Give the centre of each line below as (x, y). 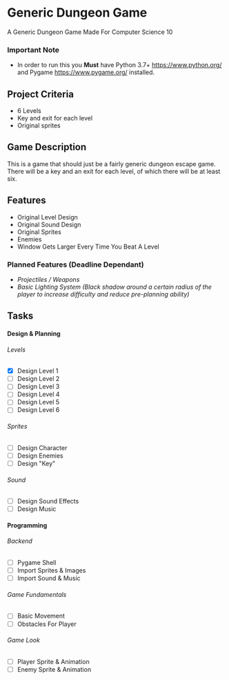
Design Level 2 (38, 379)
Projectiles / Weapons (48, 279)
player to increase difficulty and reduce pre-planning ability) (103, 294)
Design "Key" (36, 463)
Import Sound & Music (49, 578)
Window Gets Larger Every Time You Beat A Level (88, 247)
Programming (27, 525)
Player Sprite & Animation (53, 661)
